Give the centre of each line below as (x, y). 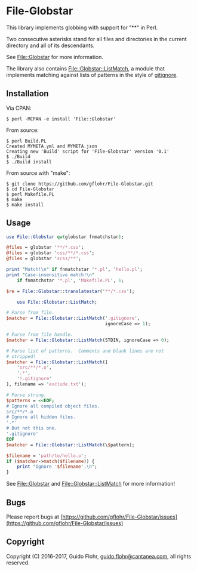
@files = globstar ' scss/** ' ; (44, 259)
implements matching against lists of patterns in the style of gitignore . (92, 75)
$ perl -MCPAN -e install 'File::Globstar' (61, 119)
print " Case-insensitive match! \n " (50, 275)
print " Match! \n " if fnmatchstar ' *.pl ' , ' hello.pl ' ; (75, 270)
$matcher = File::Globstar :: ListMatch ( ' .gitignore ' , (73, 318)
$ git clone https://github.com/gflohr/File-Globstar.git (80, 184)
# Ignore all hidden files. (41, 417)
